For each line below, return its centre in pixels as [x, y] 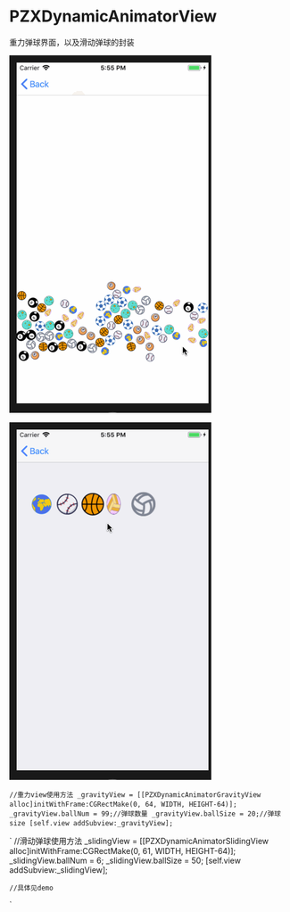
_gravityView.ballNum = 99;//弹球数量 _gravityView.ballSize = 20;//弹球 [145, 814]
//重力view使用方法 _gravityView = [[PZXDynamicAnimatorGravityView [135, 795]
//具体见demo [31, 888]
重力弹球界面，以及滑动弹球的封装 [72, 42]
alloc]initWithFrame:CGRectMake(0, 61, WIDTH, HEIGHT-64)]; [123, 850]
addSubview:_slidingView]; [59, 870]
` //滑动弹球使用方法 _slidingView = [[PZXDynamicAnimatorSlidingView [139, 841]
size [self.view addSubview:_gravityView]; [91, 823]
